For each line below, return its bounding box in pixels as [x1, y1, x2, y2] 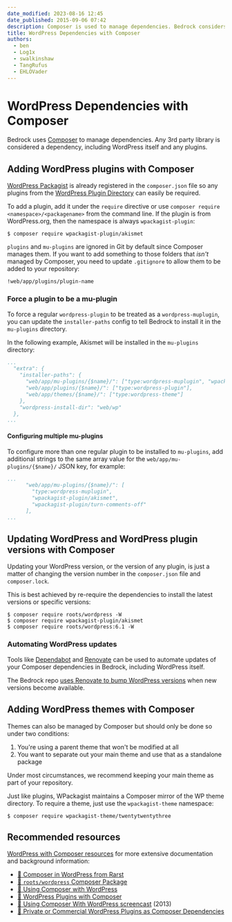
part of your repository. [7, 778, 74, 787]
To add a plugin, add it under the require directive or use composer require [7, 202, 220, 211]
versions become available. [7, 684, 85, 692]
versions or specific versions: [7, 598, 91, 607]
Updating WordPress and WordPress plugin [7, 533, 198, 545]
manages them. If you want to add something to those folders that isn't [7, 250, 209, 259]
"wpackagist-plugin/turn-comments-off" [32, 501, 147, 508]
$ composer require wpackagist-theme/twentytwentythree [7, 812, 171, 819]
